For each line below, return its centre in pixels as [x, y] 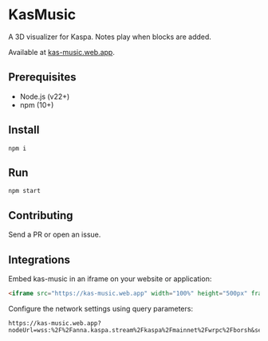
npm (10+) [37, 104]
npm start [25, 191]
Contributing [41, 216]
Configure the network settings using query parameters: [101, 308]
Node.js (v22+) [45, 96]
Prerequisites [42, 77]
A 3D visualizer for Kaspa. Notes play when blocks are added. [110, 37]
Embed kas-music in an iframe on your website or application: [110, 279]
